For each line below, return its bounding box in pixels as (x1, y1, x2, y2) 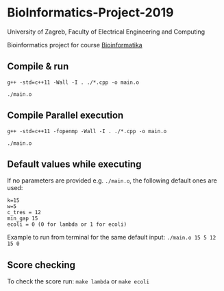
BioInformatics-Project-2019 (7, 5, 174, 21)
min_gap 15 (7, 215, 38, 222)
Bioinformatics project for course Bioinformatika (7, 40, 142, 49)
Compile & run (7, 60, 69, 73)
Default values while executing (7, 158, 142, 170)
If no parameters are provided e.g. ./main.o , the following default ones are (7, 176, 217, 185)
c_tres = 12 (7, 209, 41, 216)
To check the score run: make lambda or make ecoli (7, 277, 149, 286)
